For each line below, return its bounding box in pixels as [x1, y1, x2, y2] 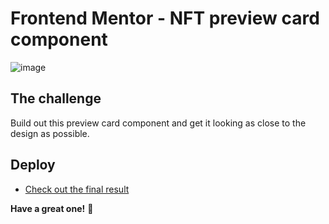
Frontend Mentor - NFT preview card [10, 7, 320, 30]
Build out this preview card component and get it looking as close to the [10, 117, 307, 129]
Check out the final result [24, 183, 130, 195]
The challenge [10, 90, 102, 107]
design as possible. [10, 127, 90, 139]
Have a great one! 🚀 [10, 202, 94, 214]
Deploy [10, 157, 56, 174]
